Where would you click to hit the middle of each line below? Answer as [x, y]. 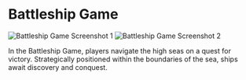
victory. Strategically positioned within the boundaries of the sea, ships [123, 59]
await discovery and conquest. [58, 67]
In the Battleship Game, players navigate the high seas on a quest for [120, 50]
